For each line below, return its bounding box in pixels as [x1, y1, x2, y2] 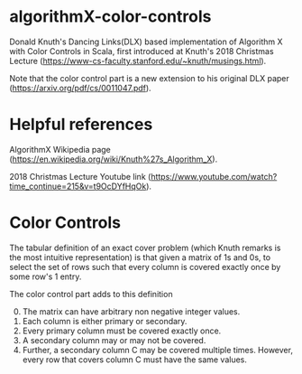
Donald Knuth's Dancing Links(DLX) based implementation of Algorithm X [9, 36, 283, 47]
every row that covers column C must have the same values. [22, 354, 248, 365]
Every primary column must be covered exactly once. [22, 325, 222, 336]
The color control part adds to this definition [9, 288, 173, 299]
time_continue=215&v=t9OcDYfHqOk [9, 181, 147, 192]
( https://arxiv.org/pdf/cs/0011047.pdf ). [9, 82, 151, 93]
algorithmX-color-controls [9, 6, 212, 27]
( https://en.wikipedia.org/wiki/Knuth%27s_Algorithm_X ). [9, 154, 218, 164]
